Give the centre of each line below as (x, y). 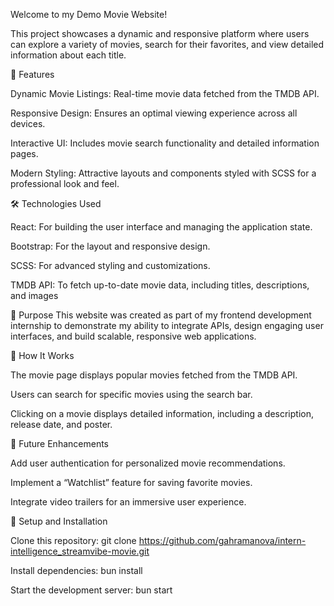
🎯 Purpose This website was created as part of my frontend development (161, 315)
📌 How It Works (42, 355)
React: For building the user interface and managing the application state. (161, 227)
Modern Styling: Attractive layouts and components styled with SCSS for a (163, 173)
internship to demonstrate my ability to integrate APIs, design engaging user (167, 325)
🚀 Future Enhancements (59, 443)
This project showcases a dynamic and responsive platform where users (160, 33)
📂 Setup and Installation (59, 521)
